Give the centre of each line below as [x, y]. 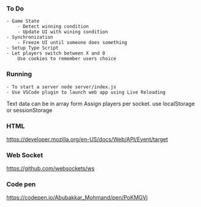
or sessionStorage [29, 110]
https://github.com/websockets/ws [51, 168]
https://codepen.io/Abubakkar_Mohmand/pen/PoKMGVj [77, 198]
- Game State [23, 21]
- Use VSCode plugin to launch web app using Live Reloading [86, 92]
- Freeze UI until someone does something [72, 43]
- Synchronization [30, 37]
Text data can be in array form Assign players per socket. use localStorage [100, 103]
